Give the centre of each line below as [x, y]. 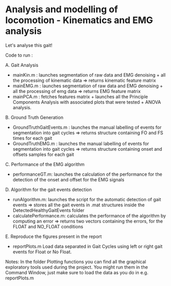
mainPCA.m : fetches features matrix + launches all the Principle [80, 97]
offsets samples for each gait [43, 154]
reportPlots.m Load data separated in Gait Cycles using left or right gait [88, 246]
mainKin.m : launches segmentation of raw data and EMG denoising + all [89, 75]
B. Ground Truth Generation [34, 117]
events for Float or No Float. [42, 252]
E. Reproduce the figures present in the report [54, 236]
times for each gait [32, 138]
